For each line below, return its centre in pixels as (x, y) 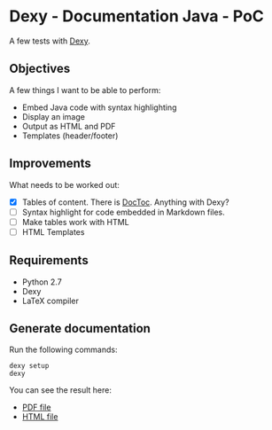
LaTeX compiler (51, 301)
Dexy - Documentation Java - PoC (136, 16)
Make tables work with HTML (76, 222)
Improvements (50, 164)
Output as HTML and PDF (69, 126)
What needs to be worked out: (64, 184)
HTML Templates (53, 231)
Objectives (40, 69)
